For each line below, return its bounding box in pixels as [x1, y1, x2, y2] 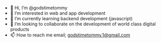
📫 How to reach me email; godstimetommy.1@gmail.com [10, 32, 130, 38]
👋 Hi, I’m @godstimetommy [10, 5, 67, 11]
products [10, 26, 30, 32]
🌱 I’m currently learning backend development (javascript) [10, 16, 133, 21]
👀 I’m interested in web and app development [10, 10, 106, 16]
